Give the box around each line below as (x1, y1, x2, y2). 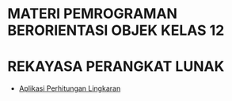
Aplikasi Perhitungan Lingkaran (18, 84, 121, 93)
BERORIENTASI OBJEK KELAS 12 (7, 21, 225, 39)
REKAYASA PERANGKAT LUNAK (7, 58, 225, 76)
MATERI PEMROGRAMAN (7, 5, 177, 23)
